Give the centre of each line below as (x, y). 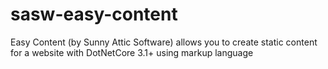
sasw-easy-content (94, 14)
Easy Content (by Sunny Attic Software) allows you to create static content (164, 42)
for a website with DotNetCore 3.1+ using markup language (132, 52)
